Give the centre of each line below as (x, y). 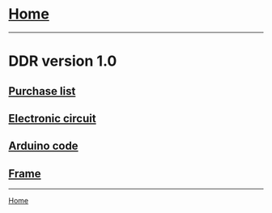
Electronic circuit (52, 118)
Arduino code (43, 146)
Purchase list (42, 91)
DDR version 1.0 (63, 61)
